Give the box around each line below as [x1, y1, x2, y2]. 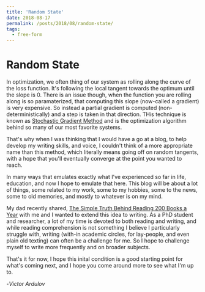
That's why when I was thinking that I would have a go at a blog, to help [6, 136, 187, 143]
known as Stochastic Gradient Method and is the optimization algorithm [6, 117, 187, 125]
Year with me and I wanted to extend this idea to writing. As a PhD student [6, 211, 194, 219]
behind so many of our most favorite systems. [6, 123, 122, 131]
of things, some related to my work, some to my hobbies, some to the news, [6, 186, 198, 194]
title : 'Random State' [6, 9, 64, 15]
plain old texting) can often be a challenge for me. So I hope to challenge [6, 237, 190, 244]
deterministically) [6, 111, 50, 118]
